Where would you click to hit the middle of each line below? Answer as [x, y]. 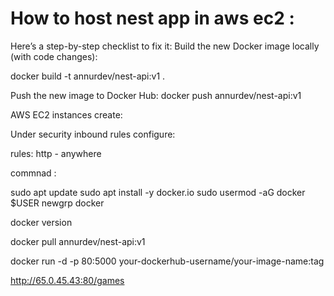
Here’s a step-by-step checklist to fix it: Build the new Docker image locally [165, 46]
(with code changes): [54, 56]
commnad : [33, 173]
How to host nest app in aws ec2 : [152, 18]
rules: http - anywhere [56, 153]
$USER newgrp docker [57, 203]
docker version [41, 222]
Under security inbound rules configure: [93, 134]
